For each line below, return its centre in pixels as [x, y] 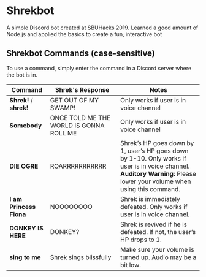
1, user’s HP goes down [154, 151]
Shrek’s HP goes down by [157, 143]
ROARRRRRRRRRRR [78, 166]
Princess [23, 207]
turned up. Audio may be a [158, 257]
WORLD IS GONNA [77, 125]
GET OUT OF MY [74, 100]
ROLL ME [63, 133]
